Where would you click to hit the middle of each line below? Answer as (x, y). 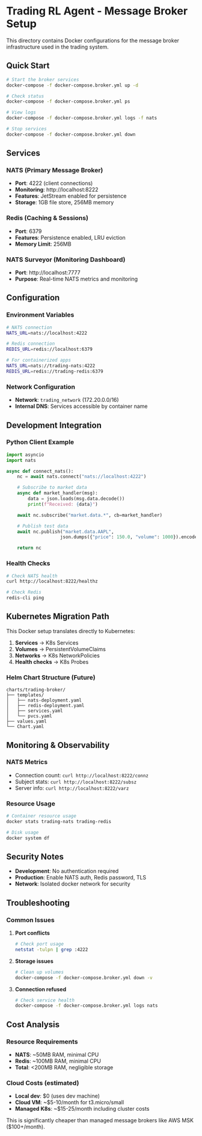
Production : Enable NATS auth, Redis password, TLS (81, 878)
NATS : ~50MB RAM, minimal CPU (57, 1055)
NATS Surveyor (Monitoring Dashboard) (66, 260)
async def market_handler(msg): (57, 493)
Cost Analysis (33, 1025)
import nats (21, 460)
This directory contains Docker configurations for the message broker (93, 40)
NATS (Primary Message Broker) (55, 171)
